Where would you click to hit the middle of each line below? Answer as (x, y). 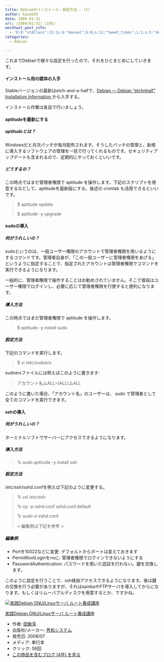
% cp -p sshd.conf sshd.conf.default (54, 506)
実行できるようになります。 (33, 270)
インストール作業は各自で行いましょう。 (46, 107)
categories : (17, 37)
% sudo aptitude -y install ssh (47, 462)
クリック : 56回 (27, 649)
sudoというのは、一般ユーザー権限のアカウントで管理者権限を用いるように (81, 251)
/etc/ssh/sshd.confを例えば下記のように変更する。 (56, 487)
